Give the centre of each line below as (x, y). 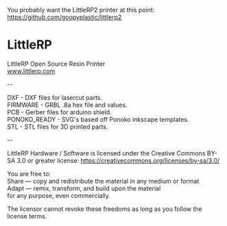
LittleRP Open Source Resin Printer (56, 64)
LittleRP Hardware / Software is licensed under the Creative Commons (106, 153)
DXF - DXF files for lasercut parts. (55, 97)
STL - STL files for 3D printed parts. (58, 127)
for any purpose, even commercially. (59, 195)
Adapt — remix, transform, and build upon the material (84, 188)
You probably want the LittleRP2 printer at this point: (81, 10)
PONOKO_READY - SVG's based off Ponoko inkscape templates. (98, 119)
